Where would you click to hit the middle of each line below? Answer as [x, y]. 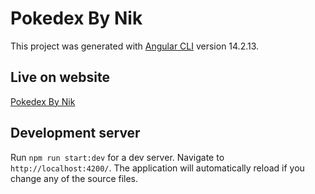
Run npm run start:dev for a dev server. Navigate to [117, 157]
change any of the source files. [74, 178]
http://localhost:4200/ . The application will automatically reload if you [157, 168]
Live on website [60, 77]
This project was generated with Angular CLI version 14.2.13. [135, 46]
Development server [75, 133]
